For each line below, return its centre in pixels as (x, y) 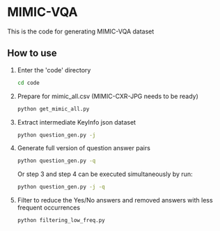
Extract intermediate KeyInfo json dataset (77, 122)
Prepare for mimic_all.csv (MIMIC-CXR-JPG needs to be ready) (108, 96)
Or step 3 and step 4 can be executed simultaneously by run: (105, 174)
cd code (28, 83)
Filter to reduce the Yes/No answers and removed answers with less (115, 200)
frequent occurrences (49, 208)
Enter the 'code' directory (54, 70)
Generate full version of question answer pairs (84, 148)
